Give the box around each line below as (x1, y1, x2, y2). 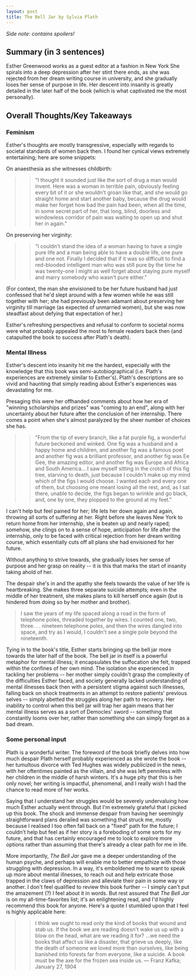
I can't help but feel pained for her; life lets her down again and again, (6, 507, 174, 515)
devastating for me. (6, 387, 53, 394)
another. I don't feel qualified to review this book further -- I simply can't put (6, 883, 190, 890)
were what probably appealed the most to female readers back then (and (6, 328, 183, 334)
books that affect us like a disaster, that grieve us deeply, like (35, 938, 183, 945)
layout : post (6, 8, 38, 15)
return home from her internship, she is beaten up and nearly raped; (6, 520, 171, 527)
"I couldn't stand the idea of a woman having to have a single (35, 243, 183, 249)
